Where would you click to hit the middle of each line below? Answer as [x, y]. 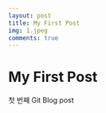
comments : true [33, 38]
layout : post [30, 16]
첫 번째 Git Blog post [41, 100]
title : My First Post [44, 23]
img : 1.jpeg [28, 30]
